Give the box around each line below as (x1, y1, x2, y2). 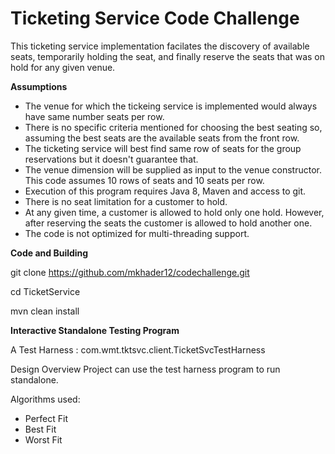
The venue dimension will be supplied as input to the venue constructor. (24, 163, 322, 176)
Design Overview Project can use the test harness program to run (10, 363, 281, 375)
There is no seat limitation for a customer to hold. (24, 195, 228, 207)
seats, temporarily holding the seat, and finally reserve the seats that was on (10, 50, 326, 62)
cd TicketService (10, 285, 81, 297)
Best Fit (24, 423, 57, 435)
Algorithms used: (10, 393, 81, 405)
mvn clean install (10, 305, 80, 317)
